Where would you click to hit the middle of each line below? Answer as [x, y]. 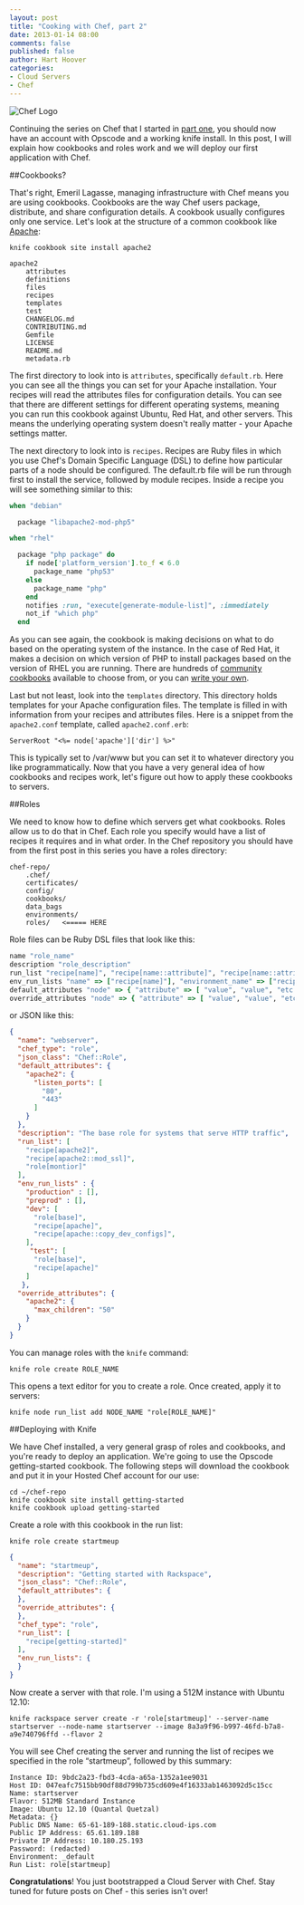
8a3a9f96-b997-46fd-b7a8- [236, 1727]
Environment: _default [52, 1857]
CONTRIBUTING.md [57, 327]
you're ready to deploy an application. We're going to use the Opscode [141, 1456]
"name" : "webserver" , [58, 1041]
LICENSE [40, 342]
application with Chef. [50, 157]
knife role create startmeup [64, 1541]
